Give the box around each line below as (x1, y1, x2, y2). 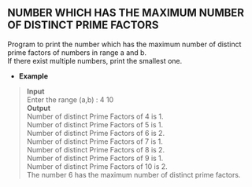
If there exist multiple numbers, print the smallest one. (7, 56, 183, 65)
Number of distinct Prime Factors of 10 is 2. (26, 161, 169, 171)
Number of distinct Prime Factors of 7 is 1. (26, 137, 163, 146)
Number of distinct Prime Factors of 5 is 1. (26, 119, 163, 129)
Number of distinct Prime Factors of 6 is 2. (26, 128, 165, 137)
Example (18, 71, 49, 81)
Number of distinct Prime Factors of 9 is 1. (26, 153, 164, 163)
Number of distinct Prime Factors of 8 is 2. (26, 145, 165, 154)
